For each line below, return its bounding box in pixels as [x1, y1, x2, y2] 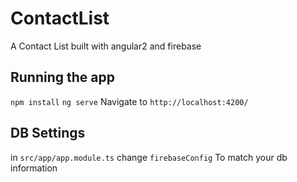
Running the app [10, 69, 115, 86]
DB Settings [10, 125, 86, 142]
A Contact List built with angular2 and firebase [10, 40, 202, 52]
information [10, 162, 58, 174]
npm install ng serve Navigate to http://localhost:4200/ [10, 95, 249, 107]
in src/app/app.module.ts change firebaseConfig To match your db [10, 151, 288, 163]
